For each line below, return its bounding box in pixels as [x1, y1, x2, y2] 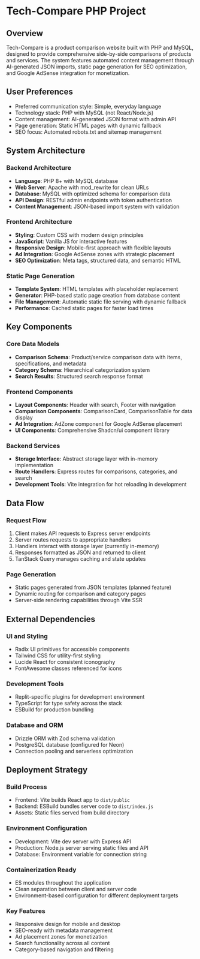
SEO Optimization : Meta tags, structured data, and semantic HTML [14, 257, 181, 264]
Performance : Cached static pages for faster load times [14, 305, 154, 312]
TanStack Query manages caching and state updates [14, 555, 146, 563]
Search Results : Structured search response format [14, 372, 144, 380]
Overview [6, 28, 44, 38]
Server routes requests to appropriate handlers [14, 536, 131, 543]
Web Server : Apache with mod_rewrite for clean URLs [14, 184, 149, 191]
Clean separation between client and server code [14, 885, 137, 892]
